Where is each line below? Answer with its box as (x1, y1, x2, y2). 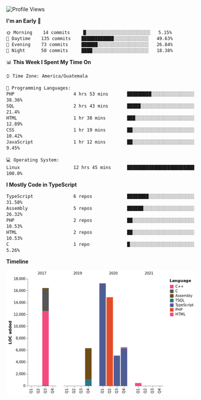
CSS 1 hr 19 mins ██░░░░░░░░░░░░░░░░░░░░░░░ (6, 127, 195, 133)
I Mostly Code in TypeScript (6, 181, 77, 188)
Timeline (6, 258, 29, 265)
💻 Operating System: (6, 157, 60, 163)
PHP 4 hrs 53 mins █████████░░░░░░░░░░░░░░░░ (6, 91, 195, 97)
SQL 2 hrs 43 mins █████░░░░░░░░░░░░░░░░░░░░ (6, 103, 195, 109)
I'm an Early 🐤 (6, 17, 41, 24)
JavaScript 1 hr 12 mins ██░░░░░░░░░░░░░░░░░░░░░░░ (6, 139, 195, 145)
